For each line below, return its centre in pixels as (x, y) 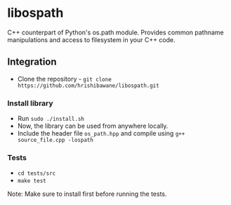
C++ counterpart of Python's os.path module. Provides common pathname (116, 32)
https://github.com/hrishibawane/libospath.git (88, 86)
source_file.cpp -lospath (55, 140)
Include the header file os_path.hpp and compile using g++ (101, 133)
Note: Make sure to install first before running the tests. (87, 194)
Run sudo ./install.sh (51, 119)
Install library (31, 103)
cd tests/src (37, 173)
